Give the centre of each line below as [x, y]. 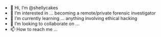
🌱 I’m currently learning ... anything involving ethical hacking [74, 18]
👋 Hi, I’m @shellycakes [34, 8]
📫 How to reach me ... [34, 29]
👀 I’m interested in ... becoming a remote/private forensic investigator [83, 13]
